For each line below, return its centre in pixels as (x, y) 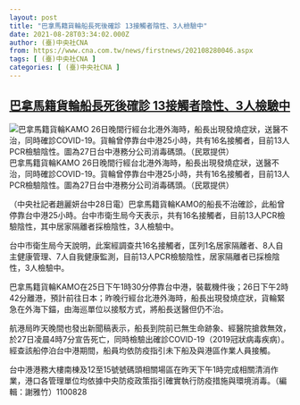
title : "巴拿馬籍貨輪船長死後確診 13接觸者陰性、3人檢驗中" (108, 26)
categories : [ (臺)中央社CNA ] (65, 68)
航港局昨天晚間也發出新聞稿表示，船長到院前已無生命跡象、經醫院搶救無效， (150, 328)
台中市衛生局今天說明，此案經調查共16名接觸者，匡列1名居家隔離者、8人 (142, 245)
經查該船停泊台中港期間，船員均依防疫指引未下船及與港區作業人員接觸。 (142, 350)
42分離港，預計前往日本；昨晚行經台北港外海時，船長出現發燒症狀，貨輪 (143, 298)
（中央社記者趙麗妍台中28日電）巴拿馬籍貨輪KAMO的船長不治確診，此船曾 (147, 204)
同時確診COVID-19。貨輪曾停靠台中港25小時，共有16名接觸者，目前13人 (157, 173)
